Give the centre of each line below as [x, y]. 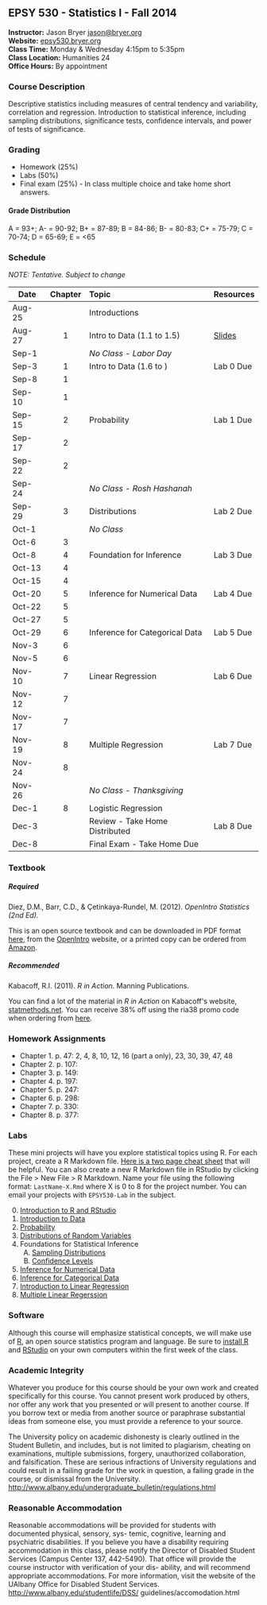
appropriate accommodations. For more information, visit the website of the [132, 1576]
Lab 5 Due [233, 632]
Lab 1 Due [233, 420]
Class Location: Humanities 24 [59, 57]
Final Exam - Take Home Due [143, 844]
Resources [234, 294]
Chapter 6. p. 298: [50, 1098]
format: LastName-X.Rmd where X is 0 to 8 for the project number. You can [128, 1186]
